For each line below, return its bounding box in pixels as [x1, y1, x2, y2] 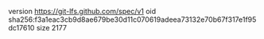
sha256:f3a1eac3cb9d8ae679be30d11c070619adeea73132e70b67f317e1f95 [8, 15, 257, 24]
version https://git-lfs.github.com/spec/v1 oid [8, 7, 157, 16]
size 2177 [36, 23, 68, 32]
